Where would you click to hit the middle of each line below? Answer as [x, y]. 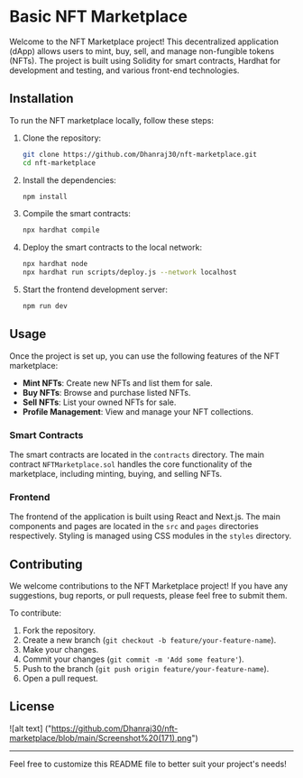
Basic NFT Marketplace [98, 17]
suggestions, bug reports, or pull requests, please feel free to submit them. [148, 596]
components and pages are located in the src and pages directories [134, 526]
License [32, 706]
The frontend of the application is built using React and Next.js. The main [145, 517]
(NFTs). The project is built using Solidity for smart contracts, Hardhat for [145, 60]
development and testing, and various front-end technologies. [124, 70]
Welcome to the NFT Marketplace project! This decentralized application [144, 41]
